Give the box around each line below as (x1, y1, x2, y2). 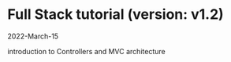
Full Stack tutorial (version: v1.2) (7, 5, 224, 24)
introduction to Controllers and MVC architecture (7, 46, 166, 56)
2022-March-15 (7, 31, 59, 41)
